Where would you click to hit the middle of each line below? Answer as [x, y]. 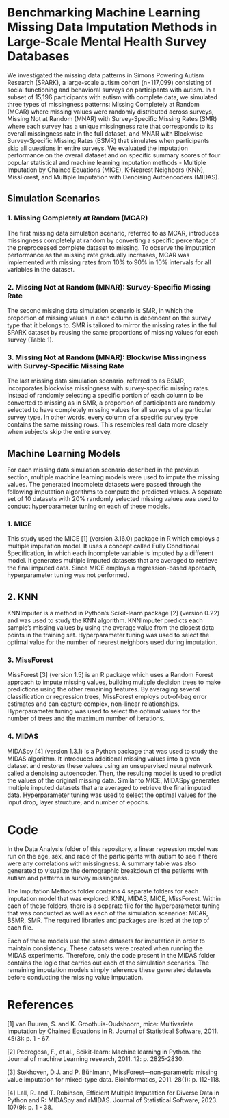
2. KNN [23, 597]
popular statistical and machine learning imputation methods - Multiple [107, 162]
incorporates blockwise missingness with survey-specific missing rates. [108, 388]
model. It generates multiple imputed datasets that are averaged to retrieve [112, 561]
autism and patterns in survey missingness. [68, 878]
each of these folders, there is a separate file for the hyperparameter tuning [113, 906]
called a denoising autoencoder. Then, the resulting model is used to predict [114, 773]
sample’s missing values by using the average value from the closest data [111, 628]
